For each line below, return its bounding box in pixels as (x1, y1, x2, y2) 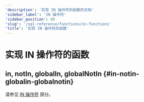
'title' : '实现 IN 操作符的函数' (5, 26, 69, 31)
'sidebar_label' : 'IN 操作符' (5, 12, 66, 17)
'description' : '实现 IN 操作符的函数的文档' (5, 7, 94, 13)
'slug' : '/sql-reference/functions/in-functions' (5, 21, 112, 27)
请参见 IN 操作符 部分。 (5, 91, 54, 97)
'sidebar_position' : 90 (5, 17, 55, 22)
